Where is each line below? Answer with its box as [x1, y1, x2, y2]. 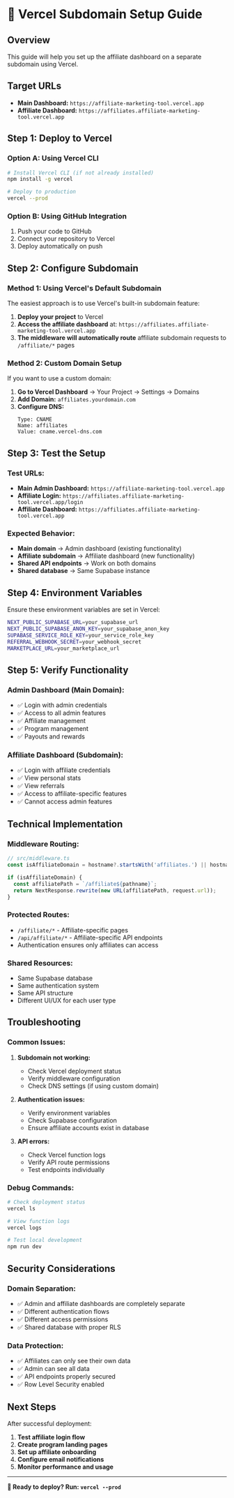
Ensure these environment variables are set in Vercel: [7, 605, 160, 614]
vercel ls [7, 1205, 36, 1212]
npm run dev [7, 1243, 42, 1250]
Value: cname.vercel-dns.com [17, 429, 102, 436]
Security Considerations [7, 1263, 116, 1275]
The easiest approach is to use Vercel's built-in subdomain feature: [7, 299, 200, 307]
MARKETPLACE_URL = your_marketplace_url [7, 645, 120, 652]
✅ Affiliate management [17, 717, 86, 725]
